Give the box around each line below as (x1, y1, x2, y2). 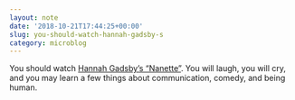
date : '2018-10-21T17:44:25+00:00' (9, 22, 144, 31)
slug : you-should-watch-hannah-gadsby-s (9, 30, 165, 39)
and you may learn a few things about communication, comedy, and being (9, 73, 286, 84)
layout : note (9, 13, 59, 23)
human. (9, 82, 38, 93)
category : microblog (9, 38, 88, 48)
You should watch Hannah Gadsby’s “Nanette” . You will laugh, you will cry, (9, 63, 287, 74)
